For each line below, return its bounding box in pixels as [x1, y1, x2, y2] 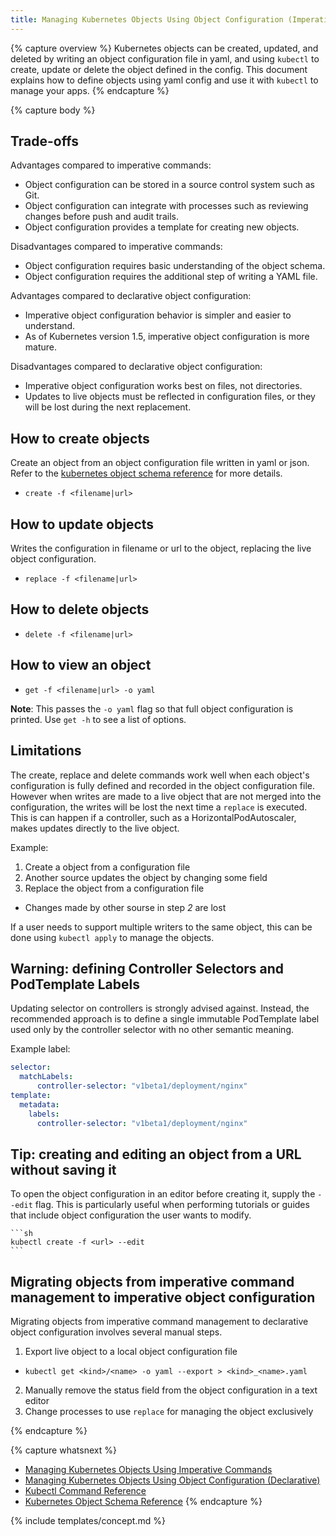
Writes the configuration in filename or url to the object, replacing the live [10, 542, 312, 555]
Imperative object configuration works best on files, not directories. [24, 380, 303, 392]
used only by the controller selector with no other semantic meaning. [10, 1024, 295, 1036]
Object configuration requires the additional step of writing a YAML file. [24, 271, 318, 283]
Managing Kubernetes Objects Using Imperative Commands [24, 1464, 273, 1476]
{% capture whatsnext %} [10, 1444, 117, 1456]
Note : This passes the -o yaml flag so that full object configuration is [10, 702, 294, 715]
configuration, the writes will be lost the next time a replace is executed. [10, 801, 308, 813]
